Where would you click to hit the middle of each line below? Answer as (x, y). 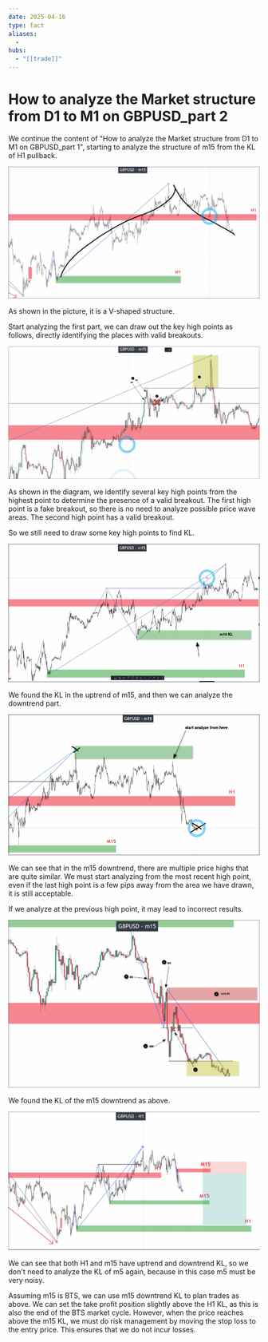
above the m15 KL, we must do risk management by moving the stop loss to (132, 1321)
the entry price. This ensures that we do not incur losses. (102, 1330)
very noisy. (26, 1281)
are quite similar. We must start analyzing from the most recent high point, (130, 876)
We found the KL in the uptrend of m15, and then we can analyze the (120, 695)
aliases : (23, 34)
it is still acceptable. (41, 893)
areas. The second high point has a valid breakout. (91, 517)
